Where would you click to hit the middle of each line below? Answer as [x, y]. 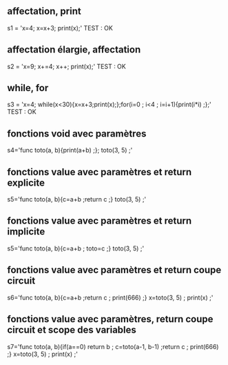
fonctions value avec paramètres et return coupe [114, 270]
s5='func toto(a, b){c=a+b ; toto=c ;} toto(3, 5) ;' [76, 248]
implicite [26, 231]
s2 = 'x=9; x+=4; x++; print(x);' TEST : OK [66, 66]
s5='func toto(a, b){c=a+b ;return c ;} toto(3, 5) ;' [77, 199]
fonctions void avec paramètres [77, 134]
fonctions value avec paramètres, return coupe [110, 319]
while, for [28, 88]
